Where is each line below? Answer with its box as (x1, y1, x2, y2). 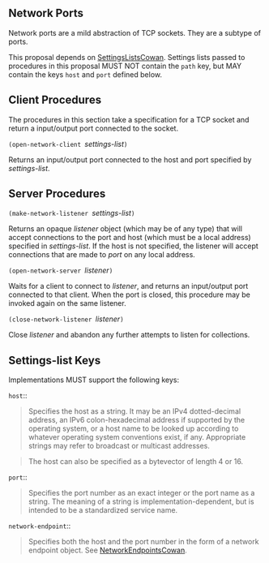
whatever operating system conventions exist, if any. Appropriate (28, 432, 246, 442)
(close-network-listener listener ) (8, 314, 124, 324)
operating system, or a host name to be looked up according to (28, 423, 239, 433)
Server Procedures (8, 187, 106, 201)
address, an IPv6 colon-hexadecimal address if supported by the (28, 415, 246, 425)
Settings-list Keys (8, 353, 101, 367)
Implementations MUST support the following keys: (8, 375, 180, 385)
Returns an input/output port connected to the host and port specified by (8, 154, 252, 165)
